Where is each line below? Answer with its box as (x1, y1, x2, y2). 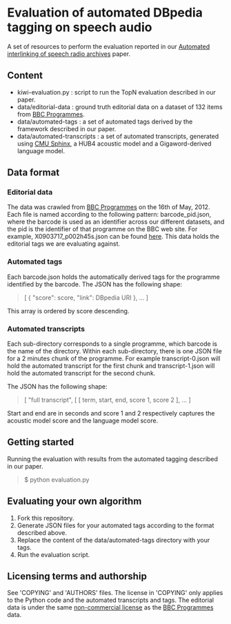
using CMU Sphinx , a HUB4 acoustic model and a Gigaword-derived (17, 139, 212, 148)
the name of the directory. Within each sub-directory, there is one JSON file (7, 347, 222, 355)
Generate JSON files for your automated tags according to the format (17, 521, 214, 529)
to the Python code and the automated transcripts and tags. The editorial (7, 596, 214, 605)
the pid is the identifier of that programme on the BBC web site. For (7, 225, 198, 233)
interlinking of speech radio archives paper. (7, 50, 131, 58)
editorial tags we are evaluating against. (7, 240, 121, 248)
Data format (7, 167, 60, 179)
